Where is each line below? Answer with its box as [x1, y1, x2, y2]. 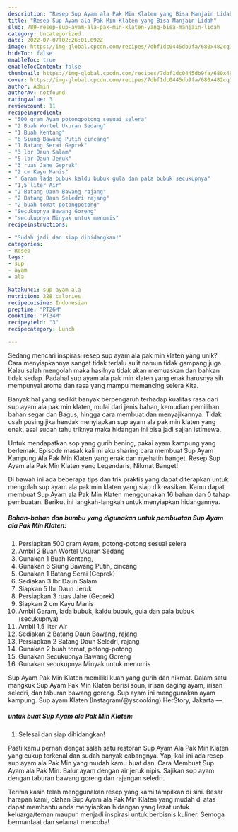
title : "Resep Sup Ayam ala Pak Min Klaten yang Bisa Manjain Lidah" [8, 17, 218, 24]
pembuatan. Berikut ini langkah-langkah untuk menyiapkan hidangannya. [8, 497, 221, 506]
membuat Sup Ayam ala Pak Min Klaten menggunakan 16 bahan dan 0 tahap [8, 490, 230, 498]
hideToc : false [8, 50, 53, 57]
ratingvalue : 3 [8, 96, 53, 103]
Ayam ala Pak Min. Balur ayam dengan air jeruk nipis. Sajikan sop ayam [8, 766, 215, 775]
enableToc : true [8, 57, 56, 64]
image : [8, 43, 28, 50]
